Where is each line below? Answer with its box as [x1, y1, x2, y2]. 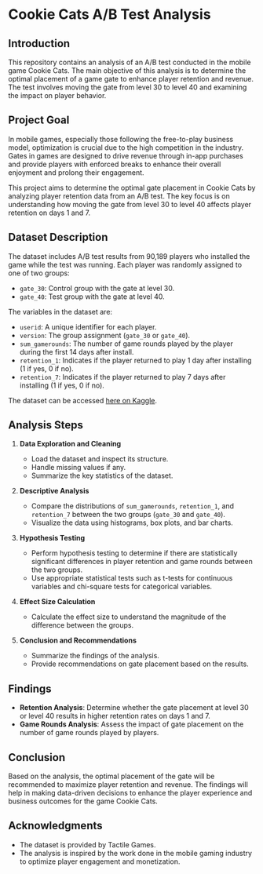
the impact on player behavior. [8, 91, 107, 100]
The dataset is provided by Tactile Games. [19, 839, 156, 849]
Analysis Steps [8, 418, 84, 432]
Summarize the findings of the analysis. [31, 651, 159, 661]
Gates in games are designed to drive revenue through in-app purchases [8, 151, 243, 160]
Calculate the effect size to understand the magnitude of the [31, 612, 227, 621]
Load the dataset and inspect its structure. [31, 454, 169, 464]
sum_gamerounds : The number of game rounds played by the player [19, 339, 233, 348]
